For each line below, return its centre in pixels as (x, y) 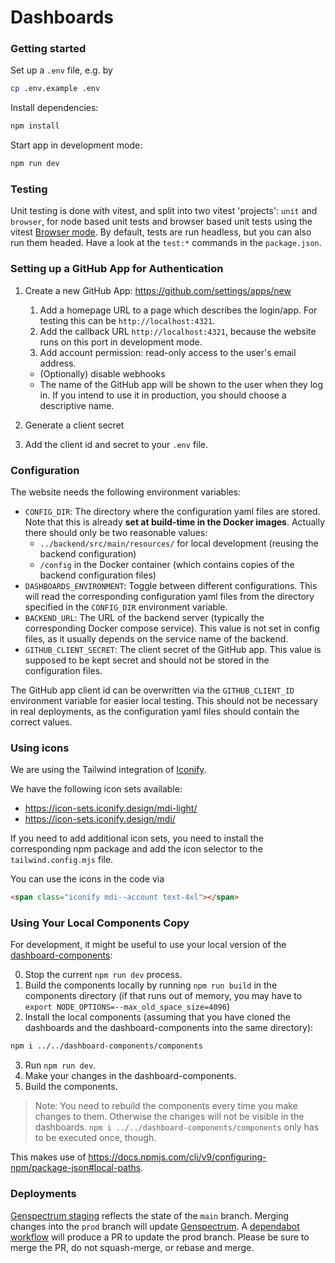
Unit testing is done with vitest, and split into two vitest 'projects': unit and (164, 211)
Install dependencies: (54, 108)
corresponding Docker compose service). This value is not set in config (172, 628)
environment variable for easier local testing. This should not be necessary (164, 700)
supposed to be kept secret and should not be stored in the (147, 660)
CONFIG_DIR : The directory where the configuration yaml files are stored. (172, 511)
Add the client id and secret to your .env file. (116, 444)
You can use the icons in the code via (87, 879)
